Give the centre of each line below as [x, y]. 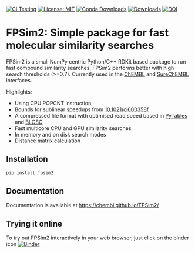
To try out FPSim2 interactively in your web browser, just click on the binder [97, 238]
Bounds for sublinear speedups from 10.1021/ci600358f [82, 109]
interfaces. [19, 80]
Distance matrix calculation [48, 141]
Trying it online [34, 224]
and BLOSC [28, 122]
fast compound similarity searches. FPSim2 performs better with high [90, 68]
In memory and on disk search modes [60, 134]
